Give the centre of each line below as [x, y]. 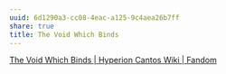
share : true [32, 26]
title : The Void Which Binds [64, 34]
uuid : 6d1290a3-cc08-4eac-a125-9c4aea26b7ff [94, 18]
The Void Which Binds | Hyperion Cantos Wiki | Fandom [113, 60]
